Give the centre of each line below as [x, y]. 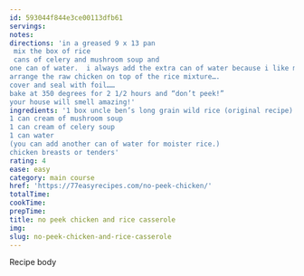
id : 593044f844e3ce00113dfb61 [66, 18]
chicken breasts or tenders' [64, 152]
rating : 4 [28, 161]
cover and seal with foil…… [62, 85]
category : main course [52, 177]
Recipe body [33, 262]
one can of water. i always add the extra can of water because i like [149, 69]
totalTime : [30, 195]
